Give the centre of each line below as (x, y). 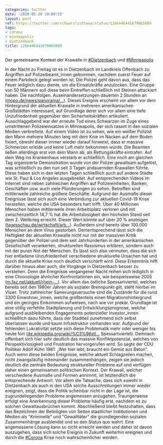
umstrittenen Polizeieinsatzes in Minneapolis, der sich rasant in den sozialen (82, 126)
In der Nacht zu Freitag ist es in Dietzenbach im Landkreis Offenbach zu (77, 69)
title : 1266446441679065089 (34, 46)
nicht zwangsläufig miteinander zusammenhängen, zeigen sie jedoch (75, 360)
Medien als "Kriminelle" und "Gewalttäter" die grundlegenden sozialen (76, 416)
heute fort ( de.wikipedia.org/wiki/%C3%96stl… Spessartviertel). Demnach (80, 334)
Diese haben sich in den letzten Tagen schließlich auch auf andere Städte (79, 173)
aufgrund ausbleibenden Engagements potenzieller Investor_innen (72, 313)
